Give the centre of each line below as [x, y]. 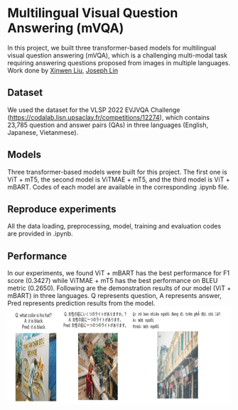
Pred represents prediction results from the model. [81, 304]
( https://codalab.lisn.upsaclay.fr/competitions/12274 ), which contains [109, 117]
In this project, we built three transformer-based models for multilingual [112, 48]
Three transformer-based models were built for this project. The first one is [117, 172]
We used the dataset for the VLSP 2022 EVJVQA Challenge [94, 110]
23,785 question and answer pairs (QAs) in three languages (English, [108, 125]
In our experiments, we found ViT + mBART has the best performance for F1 [118, 273]
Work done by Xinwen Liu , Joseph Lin [63, 70]
